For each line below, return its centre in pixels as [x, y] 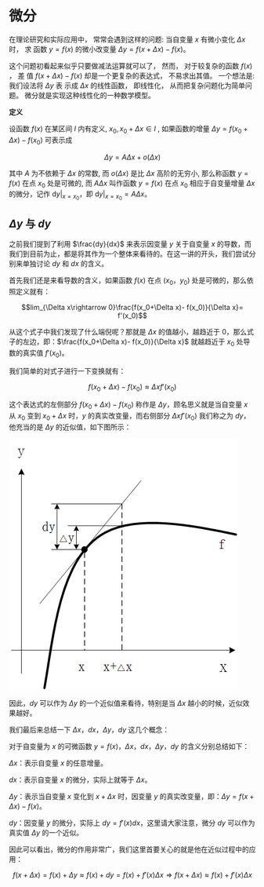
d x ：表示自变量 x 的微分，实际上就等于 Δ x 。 [80, 780]
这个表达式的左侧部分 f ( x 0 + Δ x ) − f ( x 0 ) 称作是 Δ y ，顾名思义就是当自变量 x [128, 405]
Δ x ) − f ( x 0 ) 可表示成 [41, 141]
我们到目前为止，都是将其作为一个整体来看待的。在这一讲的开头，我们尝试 [129, 254]
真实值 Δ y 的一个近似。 [46, 833]
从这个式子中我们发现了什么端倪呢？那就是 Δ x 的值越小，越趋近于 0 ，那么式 [131, 332]
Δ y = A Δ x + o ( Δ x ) [132, 157]
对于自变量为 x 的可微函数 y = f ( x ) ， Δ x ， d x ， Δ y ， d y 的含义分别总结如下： [129, 746]
